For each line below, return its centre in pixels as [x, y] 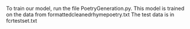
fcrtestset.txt [21, 21]
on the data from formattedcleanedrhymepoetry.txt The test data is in [90, 14]
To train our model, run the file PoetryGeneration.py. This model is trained [95, 8]
